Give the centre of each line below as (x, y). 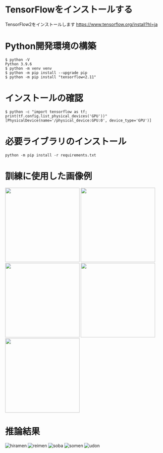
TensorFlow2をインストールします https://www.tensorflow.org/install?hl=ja (81, 24)
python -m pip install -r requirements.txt (51, 155)
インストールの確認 (44, 98)
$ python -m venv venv (28, 68)
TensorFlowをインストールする (69, 10)
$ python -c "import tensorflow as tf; (46, 112)
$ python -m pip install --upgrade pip (46, 73)
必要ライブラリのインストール (66, 142)
